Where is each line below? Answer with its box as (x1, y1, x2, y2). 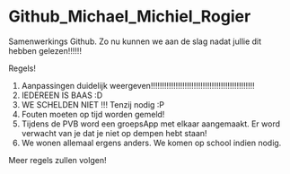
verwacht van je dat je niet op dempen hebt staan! (21, 127, 207, 138)
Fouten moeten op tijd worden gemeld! (21, 109, 165, 119)
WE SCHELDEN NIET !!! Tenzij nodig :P (21, 99, 165, 109)
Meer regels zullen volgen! (8, 154, 107, 165)
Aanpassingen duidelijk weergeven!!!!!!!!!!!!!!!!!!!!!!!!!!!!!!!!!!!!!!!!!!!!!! (21, 80, 255, 91)
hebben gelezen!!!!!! (8, 45, 83, 56)
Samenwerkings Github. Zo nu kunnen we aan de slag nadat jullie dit (8, 36, 262, 47)
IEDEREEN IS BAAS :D (21, 90, 103, 100)
